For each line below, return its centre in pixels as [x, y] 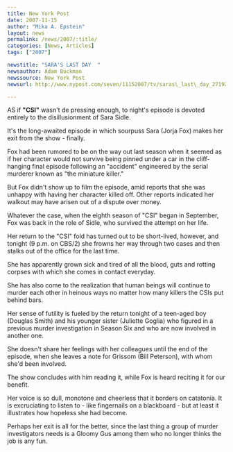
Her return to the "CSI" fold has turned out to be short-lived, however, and [113, 236]
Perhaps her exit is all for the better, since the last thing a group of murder [113, 426]
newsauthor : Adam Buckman [44, 71]
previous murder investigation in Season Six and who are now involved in [112, 328]
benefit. [18, 385]
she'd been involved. [37, 364]
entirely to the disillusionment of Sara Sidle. [69, 117]
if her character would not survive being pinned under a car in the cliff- [109, 159]
